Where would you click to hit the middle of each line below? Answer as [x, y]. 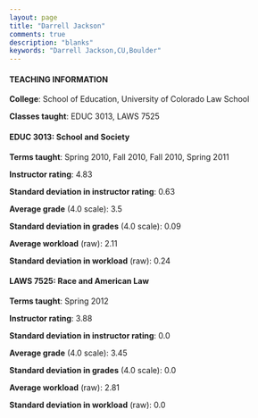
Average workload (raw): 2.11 [63, 243]
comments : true [37, 34]
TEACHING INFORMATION [59, 79]
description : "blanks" [51, 42]
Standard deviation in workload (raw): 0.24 [90, 261]
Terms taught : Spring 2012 [59, 301]
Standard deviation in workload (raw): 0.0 [87, 405]
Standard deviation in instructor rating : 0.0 [90, 335]
